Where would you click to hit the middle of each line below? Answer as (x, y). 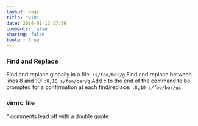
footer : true (23, 40)
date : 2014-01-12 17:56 (37, 23)
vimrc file (21, 103)
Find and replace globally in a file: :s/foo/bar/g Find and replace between (99, 75)
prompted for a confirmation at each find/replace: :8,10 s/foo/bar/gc (94, 87)
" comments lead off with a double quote (58, 116)
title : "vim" (23, 18)
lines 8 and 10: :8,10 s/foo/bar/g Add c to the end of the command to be (98, 81)
